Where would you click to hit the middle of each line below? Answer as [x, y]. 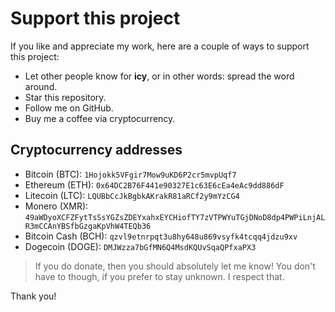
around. [41, 86]
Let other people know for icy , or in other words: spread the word [159, 76]
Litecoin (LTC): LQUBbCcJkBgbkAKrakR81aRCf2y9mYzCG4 [132, 195]
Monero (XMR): [56, 206]
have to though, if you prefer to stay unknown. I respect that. [159, 276]
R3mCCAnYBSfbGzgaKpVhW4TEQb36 [88, 226]
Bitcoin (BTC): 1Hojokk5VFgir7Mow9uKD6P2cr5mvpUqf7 [130, 174]
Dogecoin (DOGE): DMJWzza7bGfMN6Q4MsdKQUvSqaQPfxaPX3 [140, 246]
